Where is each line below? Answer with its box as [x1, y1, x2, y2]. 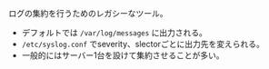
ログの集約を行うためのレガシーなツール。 [8, 8, 168, 18]
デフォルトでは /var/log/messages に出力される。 [21, 27, 208, 38]
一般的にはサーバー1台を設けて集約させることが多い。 [21, 50, 224, 61]
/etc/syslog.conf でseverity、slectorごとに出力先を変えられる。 [21, 39, 264, 49]
